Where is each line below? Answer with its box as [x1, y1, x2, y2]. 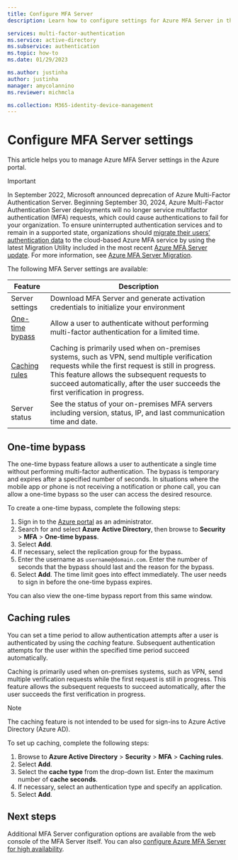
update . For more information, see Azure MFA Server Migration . [7, 251, 193, 260]
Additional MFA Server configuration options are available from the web [7, 829, 216, 838]
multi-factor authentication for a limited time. [50, 327, 200, 337]
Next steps [7, 810, 57, 823]
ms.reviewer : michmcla [7, 89, 74, 96]
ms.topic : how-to [7, 50, 59, 57]
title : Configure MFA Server [7, 10, 93, 18]
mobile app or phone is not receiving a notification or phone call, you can [7, 483, 221, 490]
